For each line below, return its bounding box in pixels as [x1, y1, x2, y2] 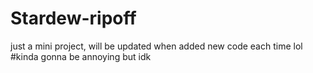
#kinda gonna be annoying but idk [10, 50, 152, 62]
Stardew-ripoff [10, 7, 137, 30]
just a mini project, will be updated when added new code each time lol [10, 40, 303, 52]
